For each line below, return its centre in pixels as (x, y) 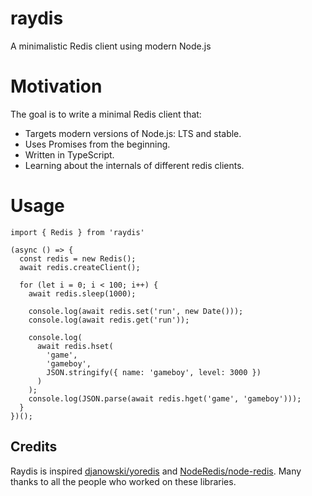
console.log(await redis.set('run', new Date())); (136, 311)
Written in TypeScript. (69, 154)
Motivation (56, 86)
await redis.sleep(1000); (82, 293)
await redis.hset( (75, 346)
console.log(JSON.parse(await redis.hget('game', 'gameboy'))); (165, 398)
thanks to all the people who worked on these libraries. (123, 481)
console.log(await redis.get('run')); (109, 320)
